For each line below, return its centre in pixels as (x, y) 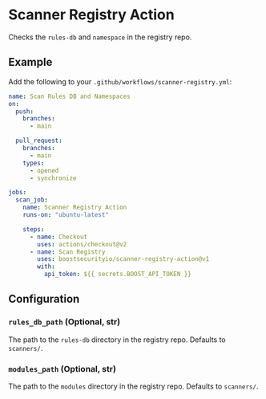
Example (30, 62)
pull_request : (39, 141)
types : (34, 163)
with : (46, 267)
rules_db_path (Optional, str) (64, 322)
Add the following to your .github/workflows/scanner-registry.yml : (120, 81)
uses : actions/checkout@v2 (82, 244)
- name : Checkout (58, 237)
